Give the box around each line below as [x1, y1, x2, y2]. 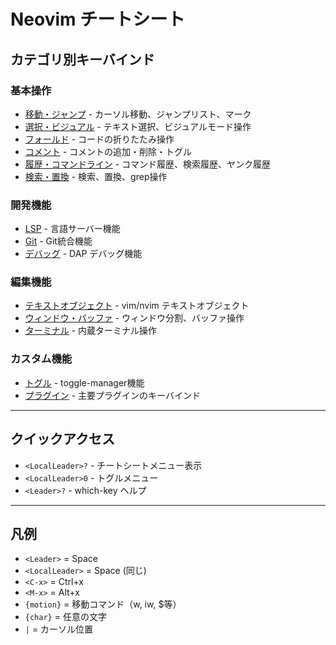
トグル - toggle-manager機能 [24, 376, 145, 389]
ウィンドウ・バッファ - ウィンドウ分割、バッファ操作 [24, 312, 245, 324]
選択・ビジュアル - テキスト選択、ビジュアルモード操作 [24, 120, 252, 132]
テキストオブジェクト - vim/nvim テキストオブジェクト [24, 300, 250, 312]
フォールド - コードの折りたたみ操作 [24, 133, 175, 145]
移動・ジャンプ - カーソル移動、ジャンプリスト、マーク [24, 108, 252, 120]
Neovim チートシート [10, 8, 186, 31]
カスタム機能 [10, 352, 73, 366]
